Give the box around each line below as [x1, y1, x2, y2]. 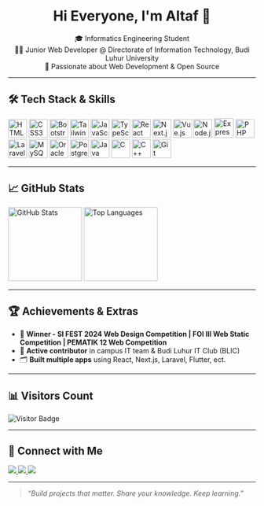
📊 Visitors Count [8, 389, 93, 402]
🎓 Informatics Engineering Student [74, 33, 190, 42]
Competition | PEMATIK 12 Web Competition [19, 338, 167, 347]
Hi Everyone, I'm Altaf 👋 [53, 7, 211, 25]
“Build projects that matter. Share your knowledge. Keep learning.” [27, 489, 244, 498]
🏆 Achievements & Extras [8, 305, 139, 318]
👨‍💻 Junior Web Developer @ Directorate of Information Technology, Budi [14, 45, 250, 54]
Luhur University [104, 53, 159, 62]
